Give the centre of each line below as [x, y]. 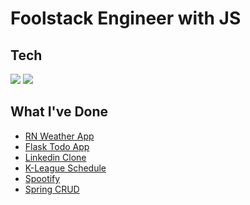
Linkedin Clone [55, 157]
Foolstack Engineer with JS [126, 18]
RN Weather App [59, 136]
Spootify [42, 178]
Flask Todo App [57, 146]
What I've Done [59, 112]
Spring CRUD [52, 189]
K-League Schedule [65, 168]
